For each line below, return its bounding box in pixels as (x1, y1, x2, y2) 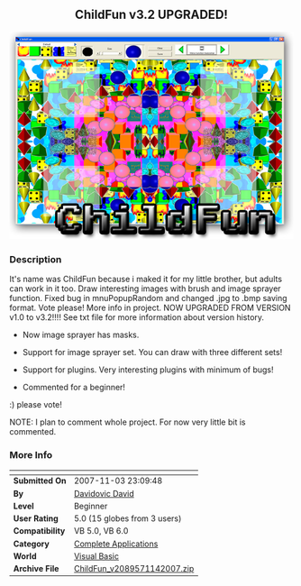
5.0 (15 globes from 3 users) (73, 513, 182, 524)
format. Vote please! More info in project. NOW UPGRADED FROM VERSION (9, 302, 291, 314)
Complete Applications (73, 538, 159, 549)
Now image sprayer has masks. (22, 329, 140, 341)
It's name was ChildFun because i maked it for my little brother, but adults (9, 274, 282, 285)
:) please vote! (9, 399, 63, 410)
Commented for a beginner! (22, 382, 126, 393)
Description (9, 253, 62, 266)
